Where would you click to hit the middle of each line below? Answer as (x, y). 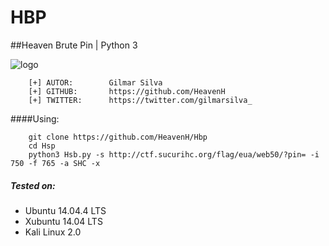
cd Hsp (42, 146)
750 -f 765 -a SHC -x (55, 163)
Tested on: (33, 185)
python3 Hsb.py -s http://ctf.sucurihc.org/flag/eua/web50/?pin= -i (174, 154)
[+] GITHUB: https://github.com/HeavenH (127, 91)
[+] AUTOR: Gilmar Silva (95, 82)
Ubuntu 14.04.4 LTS (65, 210)
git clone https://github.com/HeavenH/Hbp (118, 137)
